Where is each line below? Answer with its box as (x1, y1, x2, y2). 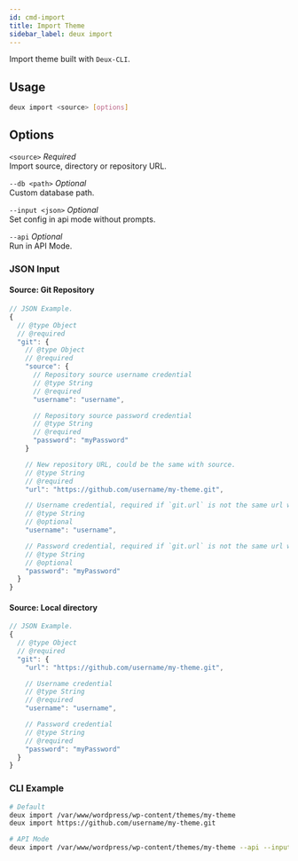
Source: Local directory (9, 602, 98, 612)
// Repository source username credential (32, 370, 192, 379)
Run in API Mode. (9, 241, 73, 251)
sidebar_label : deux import (9, 29, 114, 38)
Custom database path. (9, 187, 95, 198)
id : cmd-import (9, 12, 66, 22)
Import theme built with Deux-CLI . (9, 54, 130, 65)
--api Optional (9, 231, 63, 241)
